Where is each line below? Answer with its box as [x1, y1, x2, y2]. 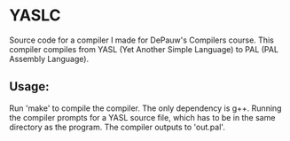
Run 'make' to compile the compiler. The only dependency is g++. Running [9, 103, 282, 114]
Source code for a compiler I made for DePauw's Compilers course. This [9, 35, 275, 45]
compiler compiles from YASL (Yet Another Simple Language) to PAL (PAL [9, 43, 279, 54]
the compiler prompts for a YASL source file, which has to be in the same [9, 112, 276, 122]
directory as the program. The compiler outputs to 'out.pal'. [9, 121, 226, 132]
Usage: [9, 79, 51, 94]
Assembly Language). [9, 53, 90, 64]
